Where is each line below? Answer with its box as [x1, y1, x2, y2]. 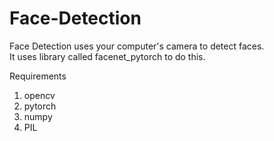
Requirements [9, 70, 67, 82]
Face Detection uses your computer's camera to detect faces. [9, 40, 265, 52]
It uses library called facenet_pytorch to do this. [9, 50, 206, 62]
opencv [23, 89, 56, 101]
